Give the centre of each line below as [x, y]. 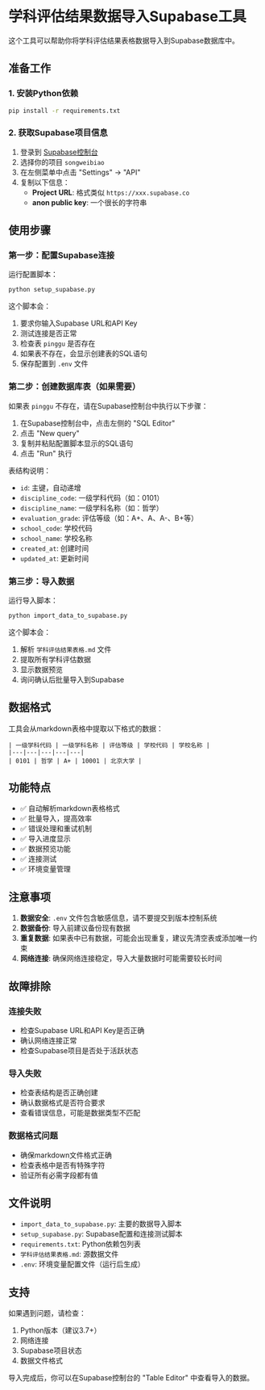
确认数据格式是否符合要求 [62, 1102]
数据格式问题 [33, 1136]
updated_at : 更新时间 [54, 558]
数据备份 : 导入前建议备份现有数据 [75, 928]
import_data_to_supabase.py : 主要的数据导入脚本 [101, 1224]
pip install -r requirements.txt [64, 111]
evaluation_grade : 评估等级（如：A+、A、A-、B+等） [109, 518]
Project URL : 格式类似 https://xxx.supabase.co [111, 192]
